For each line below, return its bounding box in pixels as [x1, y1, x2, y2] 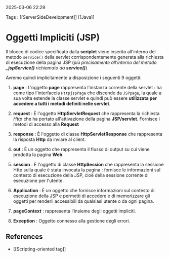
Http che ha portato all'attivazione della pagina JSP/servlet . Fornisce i [13, 116, 160, 122]
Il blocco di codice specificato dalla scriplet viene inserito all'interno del [6, 48, 156, 55]
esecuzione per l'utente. [13, 177, 64, 183]
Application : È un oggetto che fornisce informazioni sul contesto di [13, 187, 155, 193]
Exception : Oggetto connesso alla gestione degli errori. [13, 217, 131, 224]
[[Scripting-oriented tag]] [13, 246, 66, 252]
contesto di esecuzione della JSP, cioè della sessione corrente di [13, 172, 149, 178]
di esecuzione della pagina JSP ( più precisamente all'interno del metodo [6, 59, 157, 65]
